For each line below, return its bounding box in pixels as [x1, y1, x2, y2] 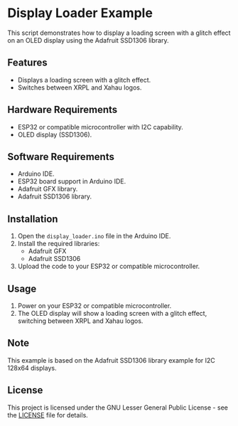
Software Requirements [7, 151, 115, 163]
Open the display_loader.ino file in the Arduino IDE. [17, 232, 171, 240]
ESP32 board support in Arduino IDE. [17, 177, 126, 186]
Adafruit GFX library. [17, 185, 78, 193]
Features [7, 57, 48, 69]
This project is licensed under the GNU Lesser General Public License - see [7, 403, 229, 412]
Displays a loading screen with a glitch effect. [17, 75, 151, 84]
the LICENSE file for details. [7, 410, 89, 419]
